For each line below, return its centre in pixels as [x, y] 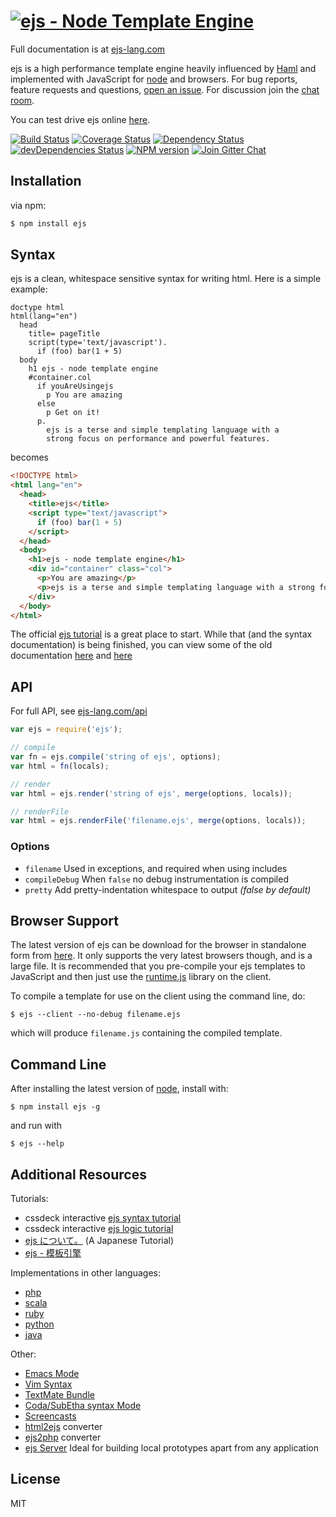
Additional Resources [78, 1174]
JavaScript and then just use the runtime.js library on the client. [141, 977]
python [39, 1324]
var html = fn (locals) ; [60, 766]
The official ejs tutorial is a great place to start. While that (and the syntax [161, 634]
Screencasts [50, 1416]
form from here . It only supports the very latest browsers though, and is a [161, 956]
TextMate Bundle [59, 1394]
